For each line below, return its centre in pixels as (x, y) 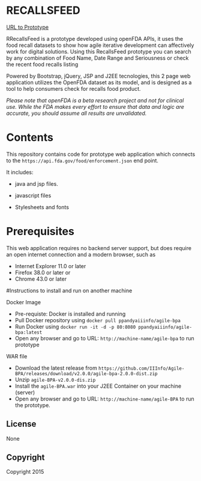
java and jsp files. (36, 183)
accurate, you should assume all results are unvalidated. (76, 113)
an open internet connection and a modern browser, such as (81, 254)
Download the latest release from (56, 368)
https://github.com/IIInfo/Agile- (141, 368)
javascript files (33, 195)
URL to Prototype (28, 27)
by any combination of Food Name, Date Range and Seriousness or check (97, 58)
